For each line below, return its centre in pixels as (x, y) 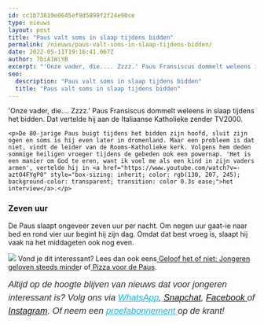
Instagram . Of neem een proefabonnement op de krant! (117, 311)
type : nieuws (29, 23)
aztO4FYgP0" (27, 175)
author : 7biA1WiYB (38, 60)
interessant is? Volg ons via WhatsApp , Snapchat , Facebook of (132, 297)
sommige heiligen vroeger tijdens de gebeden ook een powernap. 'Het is (130, 154)
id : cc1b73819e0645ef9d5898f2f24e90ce (71, 15)
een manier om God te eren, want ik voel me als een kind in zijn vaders (132, 161)
